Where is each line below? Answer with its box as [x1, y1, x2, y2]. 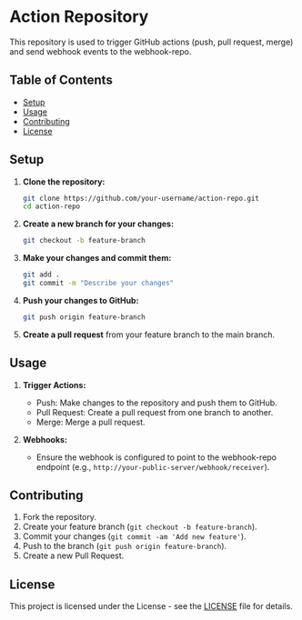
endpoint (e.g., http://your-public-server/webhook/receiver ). [35, 461, 270, 472]
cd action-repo [22, 202, 81, 211]
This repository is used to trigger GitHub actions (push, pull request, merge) [9, 36, 294, 47]
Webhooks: [22, 434, 68, 445]
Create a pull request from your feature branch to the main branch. [22, 329, 276, 340]
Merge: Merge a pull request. [35, 416, 146, 427]
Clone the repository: [22, 175, 106, 187]
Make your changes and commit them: [22, 253, 172, 264]
